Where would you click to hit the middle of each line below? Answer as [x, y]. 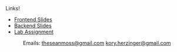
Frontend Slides [33, 19]
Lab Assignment [34, 32]
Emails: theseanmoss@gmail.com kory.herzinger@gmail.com [97, 43]
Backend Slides [33, 26]
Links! [13, 8]
